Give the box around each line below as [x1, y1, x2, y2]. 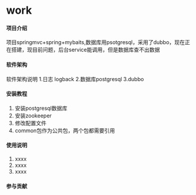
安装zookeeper [14, 112, 52, 119]
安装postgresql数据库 [14, 104, 67, 112]
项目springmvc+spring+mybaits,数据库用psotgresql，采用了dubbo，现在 [6, 39, 185, 46]
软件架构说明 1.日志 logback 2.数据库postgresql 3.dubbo [6, 75, 144, 82]
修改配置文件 [14, 119, 46, 126]
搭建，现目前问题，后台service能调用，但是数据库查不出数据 [11, 46, 160, 54]
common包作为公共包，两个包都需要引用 [14, 126, 115, 134]
